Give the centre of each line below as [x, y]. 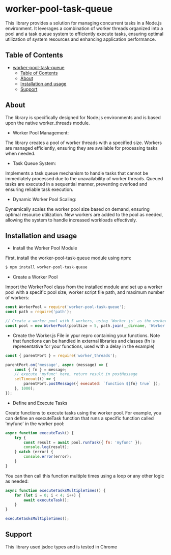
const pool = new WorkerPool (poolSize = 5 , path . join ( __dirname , [76, 326]
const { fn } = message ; [41, 370]
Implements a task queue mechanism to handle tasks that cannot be [77, 173]
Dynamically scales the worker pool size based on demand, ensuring [78, 209]
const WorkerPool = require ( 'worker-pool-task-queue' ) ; [66, 307]
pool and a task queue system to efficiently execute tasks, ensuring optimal [84, 34]
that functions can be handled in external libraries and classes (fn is [84, 341]
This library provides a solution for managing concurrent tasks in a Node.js [83, 23]
